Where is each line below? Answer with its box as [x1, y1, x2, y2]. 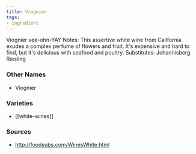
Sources [6, 127, 31, 135]
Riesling [6, 55, 26, 63]
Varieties [6, 99, 33, 107]
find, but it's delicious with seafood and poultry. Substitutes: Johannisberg [6, 49, 191, 56]
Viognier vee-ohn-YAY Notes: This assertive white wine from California [6, 37, 182, 44]
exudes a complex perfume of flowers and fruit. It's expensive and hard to [6, 43, 190, 50]
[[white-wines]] [14, 112, 54, 120]
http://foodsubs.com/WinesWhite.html [14, 141, 110, 149]
